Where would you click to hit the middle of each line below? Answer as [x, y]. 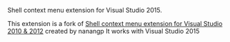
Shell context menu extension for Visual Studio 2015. [85, 10]
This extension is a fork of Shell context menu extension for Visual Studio [115, 23]
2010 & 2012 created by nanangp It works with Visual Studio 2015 [104, 31]
